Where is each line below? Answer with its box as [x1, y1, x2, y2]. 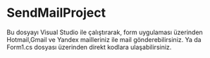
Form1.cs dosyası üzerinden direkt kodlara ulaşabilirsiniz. [6, 43, 172, 51]
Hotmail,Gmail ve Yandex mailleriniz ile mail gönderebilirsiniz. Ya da [6, 35, 202, 43]
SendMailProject [6, 5, 106, 21]
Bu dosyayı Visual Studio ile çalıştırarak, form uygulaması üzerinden [6, 28, 204, 36]
